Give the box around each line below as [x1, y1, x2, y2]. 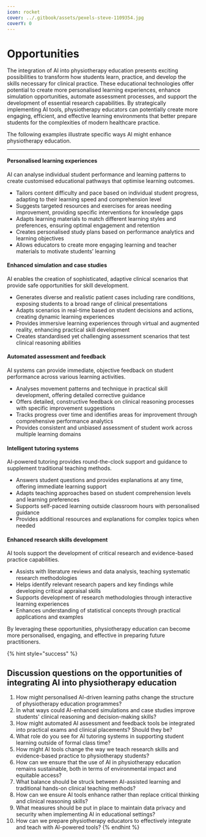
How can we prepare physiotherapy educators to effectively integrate [15, 817, 191, 825]
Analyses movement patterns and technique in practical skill [15, 385, 167, 392]
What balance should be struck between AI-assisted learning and [15, 778, 181, 786]
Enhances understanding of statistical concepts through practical [15, 607, 181, 614]
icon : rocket [7, 9, 40, 15]
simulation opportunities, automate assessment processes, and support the [7, 93, 197, 100]
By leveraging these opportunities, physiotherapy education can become [7, 625, 191, 633]
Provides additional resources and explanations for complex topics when [15, 515, 199, 523]
